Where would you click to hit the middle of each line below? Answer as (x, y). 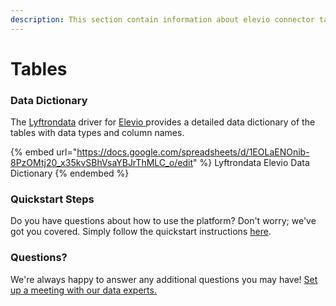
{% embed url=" (44, 152)
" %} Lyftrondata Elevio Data (251, 163)
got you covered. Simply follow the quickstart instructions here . (141, 232)
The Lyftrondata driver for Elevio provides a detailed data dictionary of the (163, 122)
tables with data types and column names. (97, 133)
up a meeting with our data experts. (83, 290)
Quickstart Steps (52, 199)
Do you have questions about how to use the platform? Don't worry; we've (163, 221)
